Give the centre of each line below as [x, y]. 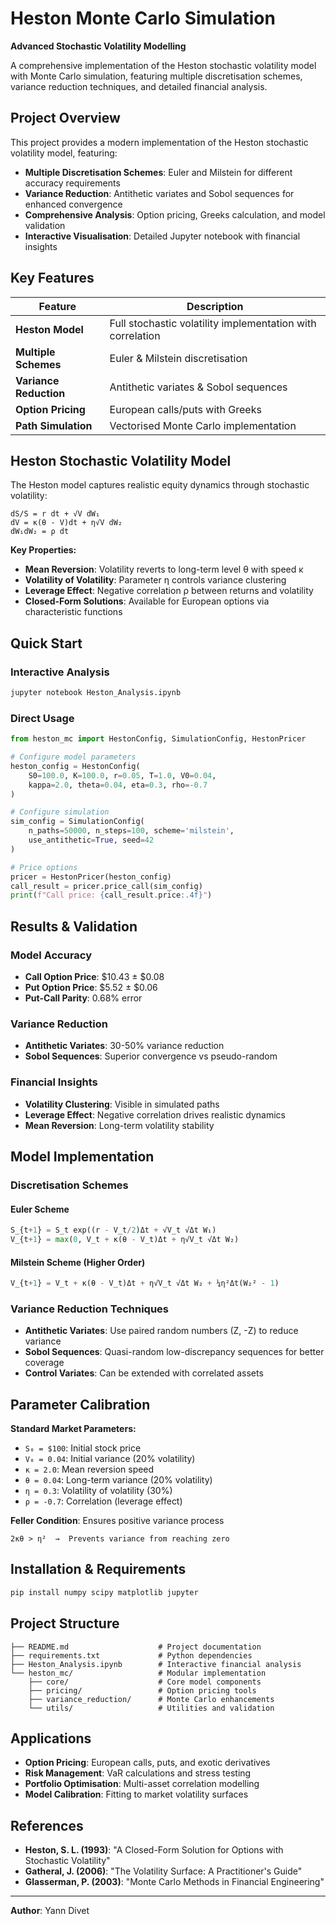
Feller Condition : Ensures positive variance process [117, 1521]
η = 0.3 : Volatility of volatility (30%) [98, 1491]
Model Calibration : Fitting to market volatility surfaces [136, 1794]
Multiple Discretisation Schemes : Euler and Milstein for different [158, 172]
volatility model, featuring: [64, 153]
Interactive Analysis [60, 672]
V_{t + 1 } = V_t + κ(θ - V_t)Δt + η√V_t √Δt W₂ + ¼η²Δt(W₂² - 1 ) [145, 1283]
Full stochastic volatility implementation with [213, 323]
